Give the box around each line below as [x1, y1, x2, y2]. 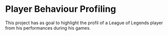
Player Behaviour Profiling [5, 3, 116, 15]
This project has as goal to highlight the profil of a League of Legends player [5, 20, 163, 26]
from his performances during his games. [5, 25, 91, 31]
